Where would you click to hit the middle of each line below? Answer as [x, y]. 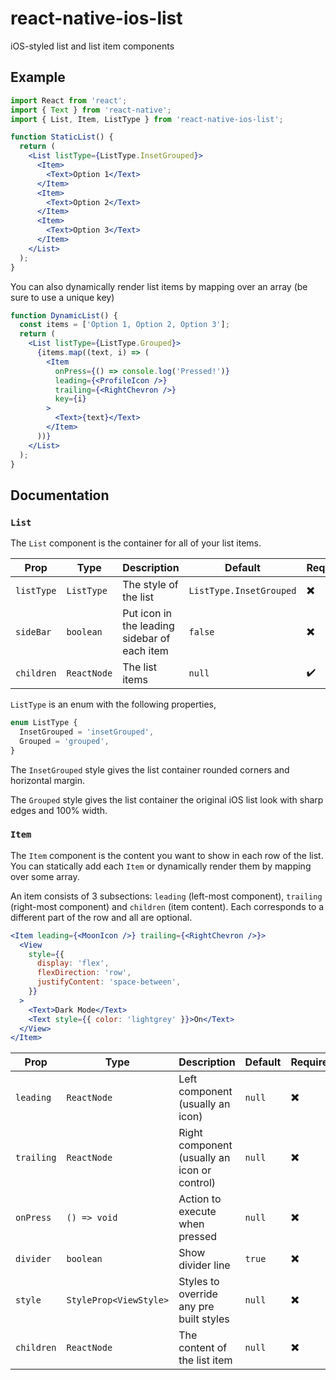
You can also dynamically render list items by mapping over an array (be [159, 286]
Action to [200, 1199]
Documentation [60, 495]
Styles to [199, 1282]
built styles [204, 1319]
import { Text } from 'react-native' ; [91, 110]
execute [197, 1212]
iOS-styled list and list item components [92, 46]
